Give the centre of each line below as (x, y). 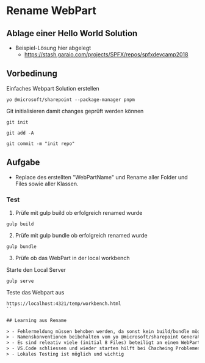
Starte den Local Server (36, 269)
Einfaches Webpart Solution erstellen (53, 88)
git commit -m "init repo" (41, 144)
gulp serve (20, 281)
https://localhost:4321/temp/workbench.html (64, 304)
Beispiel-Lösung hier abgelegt (53, 48)
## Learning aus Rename (37, 320)
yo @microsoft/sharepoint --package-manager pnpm (71, 99)
